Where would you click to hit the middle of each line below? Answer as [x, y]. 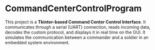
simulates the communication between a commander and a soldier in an [77, 37]
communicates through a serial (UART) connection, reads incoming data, [78, 27]
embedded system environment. [37, 42]
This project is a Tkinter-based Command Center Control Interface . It [76, 22]
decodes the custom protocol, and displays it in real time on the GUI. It [75, 32]
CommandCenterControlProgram [73, 8]
